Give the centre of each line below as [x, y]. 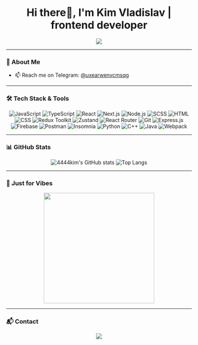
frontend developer [99, 25]
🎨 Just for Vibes [29, 183]
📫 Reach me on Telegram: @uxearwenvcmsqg [72, 75]
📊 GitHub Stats [29, 147]
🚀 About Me [23, 62]
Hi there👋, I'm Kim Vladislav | [99, 13]
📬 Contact [22, 321]
